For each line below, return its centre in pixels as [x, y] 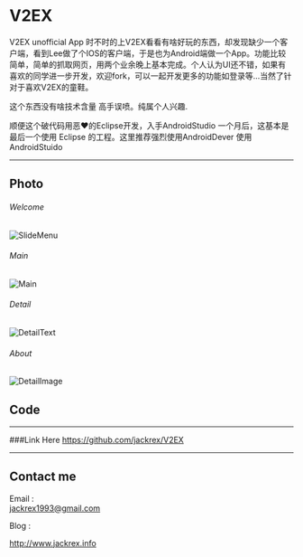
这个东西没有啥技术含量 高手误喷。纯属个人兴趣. [98, 106]
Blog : [20, 525]
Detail [20, 305]
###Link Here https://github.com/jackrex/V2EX [97, 439]
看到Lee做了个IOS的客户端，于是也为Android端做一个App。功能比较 [160, 53]
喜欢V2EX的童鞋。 [59, 87]
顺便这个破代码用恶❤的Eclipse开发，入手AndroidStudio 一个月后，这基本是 [149, 125]
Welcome [27, 207]
